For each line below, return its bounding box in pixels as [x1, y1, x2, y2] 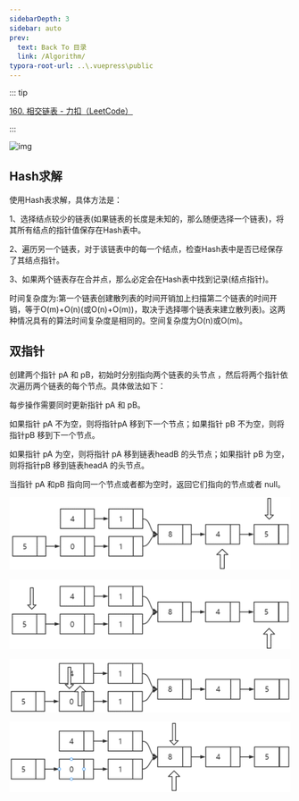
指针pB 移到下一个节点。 [9, 429, 100, 440]
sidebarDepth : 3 [9, 14, 70, 23]
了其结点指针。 [9, 255, 64, 266]
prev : [9, 33, 29, 42]
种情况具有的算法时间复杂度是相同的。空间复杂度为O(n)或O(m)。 [9, 315, 248, 325]
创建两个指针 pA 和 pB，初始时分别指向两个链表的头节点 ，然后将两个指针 [9, 369, 281, 380]
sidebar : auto [9, 23, 62, 33]
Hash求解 [9, 169, 62, 184]
